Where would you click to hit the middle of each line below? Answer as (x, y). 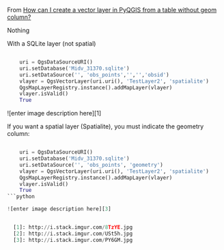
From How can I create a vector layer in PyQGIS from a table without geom (112, 10)
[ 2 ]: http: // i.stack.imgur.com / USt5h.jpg (73, 234)
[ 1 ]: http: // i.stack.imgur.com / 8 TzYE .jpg (73, 227)
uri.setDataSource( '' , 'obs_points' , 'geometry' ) (92, 165)
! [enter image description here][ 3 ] (59, 209)
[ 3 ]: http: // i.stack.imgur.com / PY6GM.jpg (73, 240)
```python (21, 197)
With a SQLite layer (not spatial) (52, 43)
